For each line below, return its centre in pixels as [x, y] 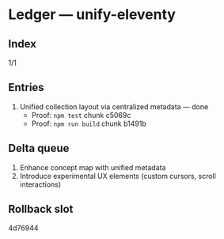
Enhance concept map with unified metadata [93, 167]
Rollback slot [41, 209]
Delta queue [39, 148]
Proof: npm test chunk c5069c [81, 115]
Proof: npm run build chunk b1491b [89, 123]
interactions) [40, 184]
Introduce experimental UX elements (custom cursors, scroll [118, 176]
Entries [27, 87]
